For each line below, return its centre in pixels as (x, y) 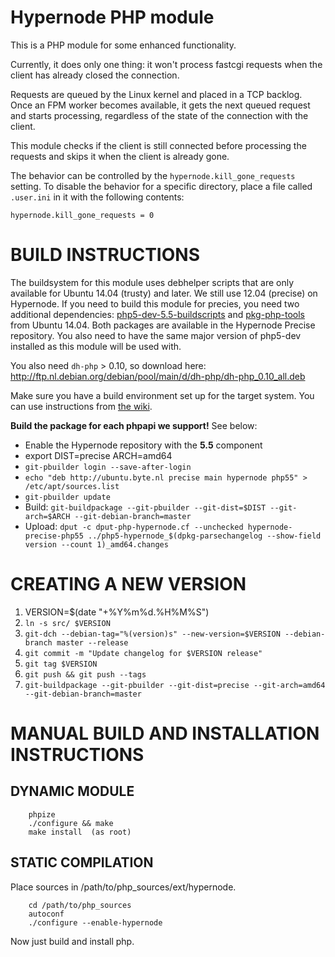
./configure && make (71, 823)
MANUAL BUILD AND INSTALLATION (165, 733)
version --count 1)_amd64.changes (96, 544)
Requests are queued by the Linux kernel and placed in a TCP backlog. (156, 94)
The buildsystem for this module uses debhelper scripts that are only (152, 282)
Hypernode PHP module (112, 17)
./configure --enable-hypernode (95, 922)
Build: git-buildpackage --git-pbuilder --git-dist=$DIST (145, 507)
